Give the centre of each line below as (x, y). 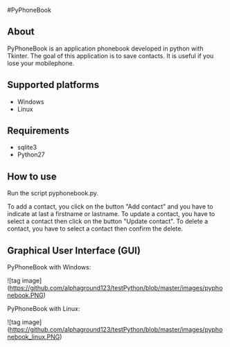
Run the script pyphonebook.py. (53, 193)
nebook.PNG (25, 295)
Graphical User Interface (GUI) (74, 250)
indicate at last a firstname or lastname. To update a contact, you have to (111, 214)
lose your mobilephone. (41, 63)
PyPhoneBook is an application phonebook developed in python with (105, 48)
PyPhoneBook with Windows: (49, 267)
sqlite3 (27, 148)
